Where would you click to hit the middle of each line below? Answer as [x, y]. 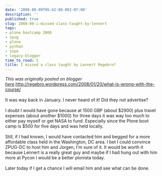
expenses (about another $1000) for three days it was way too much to [77, 116]
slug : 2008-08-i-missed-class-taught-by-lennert [56, 23]
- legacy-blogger [23, 56]
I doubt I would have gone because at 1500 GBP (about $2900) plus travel [81, 110]
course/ [13, 89]
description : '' [22, 14]
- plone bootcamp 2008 [28, 33]
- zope [12, 51]
